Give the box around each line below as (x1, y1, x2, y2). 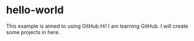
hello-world (6, 3, 64, 17)
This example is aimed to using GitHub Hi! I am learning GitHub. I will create (6, 23, 189, 29)
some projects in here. (6, 28, 60, 35)
